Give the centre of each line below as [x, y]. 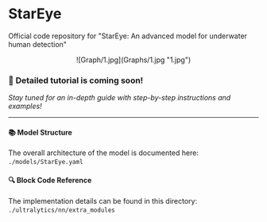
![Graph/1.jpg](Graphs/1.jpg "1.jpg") [133, 60]
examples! [25, 106]
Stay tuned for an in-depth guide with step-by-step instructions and [120, 98]
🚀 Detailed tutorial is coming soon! [76, 80]
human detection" [38, 44]
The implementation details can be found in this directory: [103, 201]
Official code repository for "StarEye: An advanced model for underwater [128, 36]
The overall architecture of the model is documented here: [103, 153]
